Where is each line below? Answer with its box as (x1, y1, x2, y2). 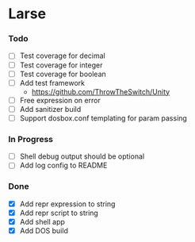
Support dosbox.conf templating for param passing (19, 113, 188, 123)
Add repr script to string (19, 208, 99, 217)
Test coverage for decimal (19, 51, 105, 60)
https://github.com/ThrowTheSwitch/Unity (31, 86, 170, 96)
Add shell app (19, 217, 66, 226)
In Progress (8, 133, 54, 144)
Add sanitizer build (19, 104, 82, 113)
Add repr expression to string (19, 199, 116, 209)
